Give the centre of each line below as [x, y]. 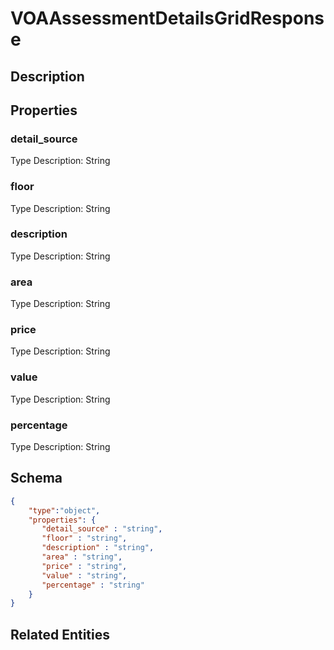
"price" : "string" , [84, 566]
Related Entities [60, 634]
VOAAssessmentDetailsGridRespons [167, 18]
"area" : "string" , [82, 557]
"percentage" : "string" [93, 585]
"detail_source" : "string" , [102, 529]
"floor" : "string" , [84, 538]
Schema [36, 478]
